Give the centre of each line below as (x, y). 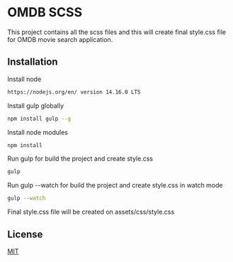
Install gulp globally (36, 105)
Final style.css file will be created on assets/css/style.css (91, 212)
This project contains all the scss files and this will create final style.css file (117, 32)
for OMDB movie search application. (60, 39)
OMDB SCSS (45, 12)
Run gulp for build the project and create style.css (80, 159)
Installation (33, 62)
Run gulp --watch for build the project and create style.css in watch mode (115, 185)
